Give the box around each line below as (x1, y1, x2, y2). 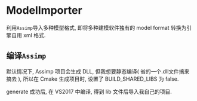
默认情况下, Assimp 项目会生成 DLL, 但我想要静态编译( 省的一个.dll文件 (6, 68, 179, 75)
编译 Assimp (6, 51, 47, 61)
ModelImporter (6, 4, 82, 17)
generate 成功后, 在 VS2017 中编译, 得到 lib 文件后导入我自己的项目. (6, 88, 172, 95)
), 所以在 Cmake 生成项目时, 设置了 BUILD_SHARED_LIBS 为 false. (17, 75, 179, 82)
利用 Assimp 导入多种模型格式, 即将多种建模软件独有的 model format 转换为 (6, 24, 187, 31)
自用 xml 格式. (11, 31, 46, 39)
